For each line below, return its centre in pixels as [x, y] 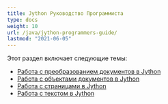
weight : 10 [23, 26]
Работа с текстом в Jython [56, 94]
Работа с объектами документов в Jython [78, 79]
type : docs [23, 20]
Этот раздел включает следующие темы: [67, 58]
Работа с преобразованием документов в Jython [89, 72]
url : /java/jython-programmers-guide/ [62, 32]
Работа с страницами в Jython [62, 86]
